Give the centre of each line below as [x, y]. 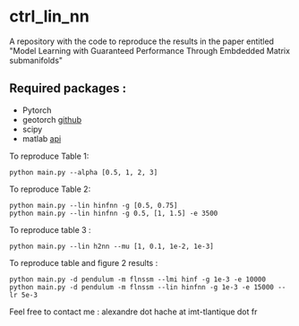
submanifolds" [36, 60]
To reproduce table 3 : [50, 229]
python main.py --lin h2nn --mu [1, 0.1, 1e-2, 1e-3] [112, 246]
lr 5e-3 [24, 295]
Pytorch [37, 110]
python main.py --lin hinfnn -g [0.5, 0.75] [94, 205]
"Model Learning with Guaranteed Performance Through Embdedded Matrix [150, 50]
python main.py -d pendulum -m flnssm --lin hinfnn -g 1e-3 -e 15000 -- [148, 287]
